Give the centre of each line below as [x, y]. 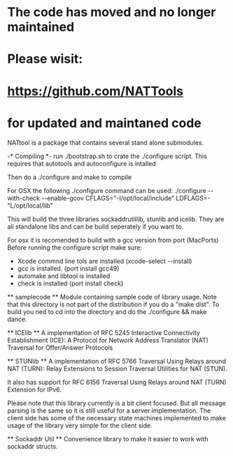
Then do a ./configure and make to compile [69, 177]
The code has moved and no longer [112, 12]
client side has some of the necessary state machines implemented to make [116, 418]
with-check [24, 198]
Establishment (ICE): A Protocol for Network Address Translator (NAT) [108, 340]
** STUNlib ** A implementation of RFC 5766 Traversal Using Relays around [116, 361]
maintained [41, 27]
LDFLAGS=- [193, 198]
